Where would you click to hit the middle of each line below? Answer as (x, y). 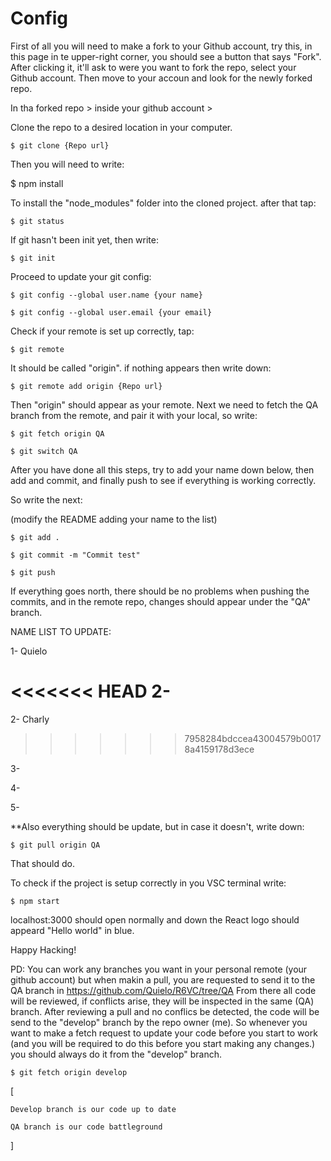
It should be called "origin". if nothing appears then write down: (141, 368)
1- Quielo (29, 651)
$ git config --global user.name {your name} (106, 295)
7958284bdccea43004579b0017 (253, 738)
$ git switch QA (44, 451)
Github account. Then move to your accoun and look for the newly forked (161, 78)
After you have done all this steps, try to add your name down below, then (162, 469)
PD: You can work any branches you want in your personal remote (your (159, 969)
